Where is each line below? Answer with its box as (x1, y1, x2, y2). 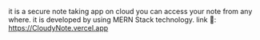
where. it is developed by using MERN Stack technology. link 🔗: (8, 15, 217, 24)
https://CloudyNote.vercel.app (8, 24, 109, 32)
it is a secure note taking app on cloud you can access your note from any (8, 7, 253, 16)
